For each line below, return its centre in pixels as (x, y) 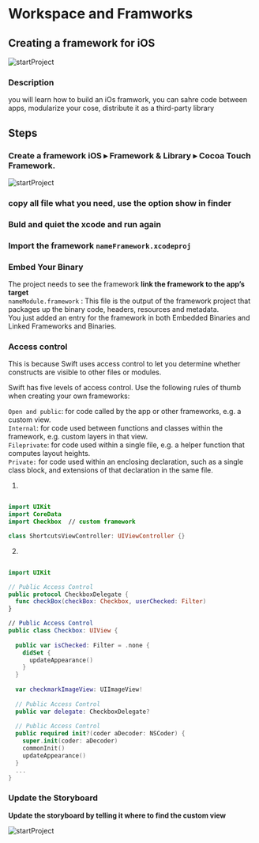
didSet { (37, 653)
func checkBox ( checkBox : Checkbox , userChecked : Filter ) (111, 602)
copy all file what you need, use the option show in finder (120, 203)
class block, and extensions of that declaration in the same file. (111, 470)
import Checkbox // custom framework (72, 522)
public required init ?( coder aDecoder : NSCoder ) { (100, 734)
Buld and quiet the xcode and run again (85, 224)
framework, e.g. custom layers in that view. (78, 437)
